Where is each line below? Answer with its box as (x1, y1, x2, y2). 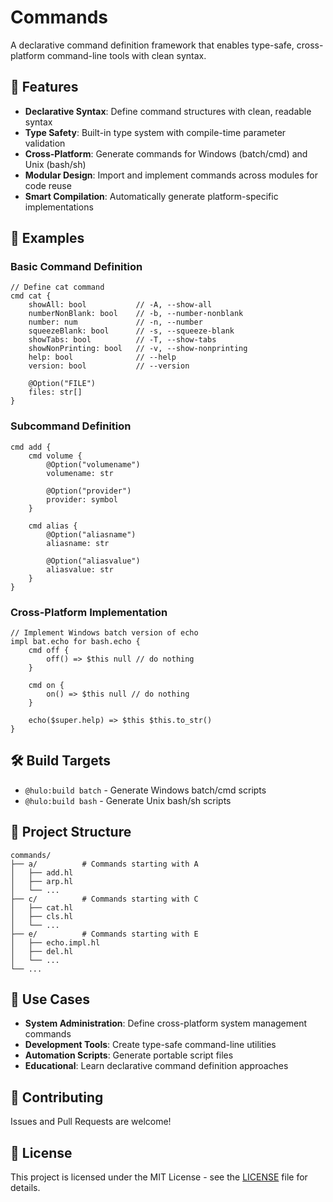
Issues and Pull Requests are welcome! (10, 1116, 172, 1128)
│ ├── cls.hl (10, 911, 74, 921)
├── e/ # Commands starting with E (10, 929, 199, 939)
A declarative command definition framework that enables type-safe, (10, 39, 295, 51)
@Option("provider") (46, 486, 132, 496)
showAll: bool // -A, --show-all (28, 300, 213, 310)
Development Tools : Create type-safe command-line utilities (24, 1039, 277, 1051)
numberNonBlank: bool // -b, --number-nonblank (28, 309, 244, 319)
